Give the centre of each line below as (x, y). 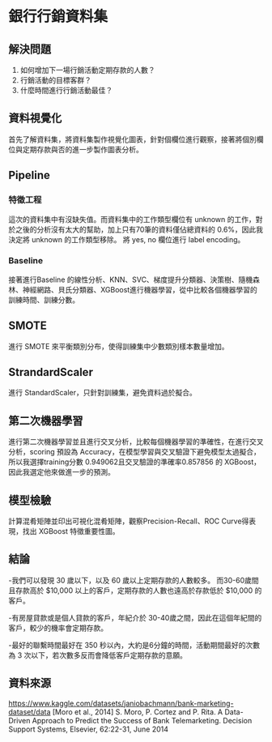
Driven (19, 720)
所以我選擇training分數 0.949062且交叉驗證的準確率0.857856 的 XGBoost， (135, 462)
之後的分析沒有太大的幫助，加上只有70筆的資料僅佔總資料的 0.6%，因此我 (139, 229)
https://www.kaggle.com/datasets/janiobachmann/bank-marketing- (121, 703)
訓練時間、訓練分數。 (44, 300)
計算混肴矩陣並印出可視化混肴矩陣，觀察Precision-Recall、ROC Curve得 (129, 521)
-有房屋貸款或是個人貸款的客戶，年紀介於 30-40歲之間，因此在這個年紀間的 (135, 617)
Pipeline (30, 175)
